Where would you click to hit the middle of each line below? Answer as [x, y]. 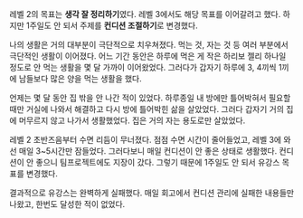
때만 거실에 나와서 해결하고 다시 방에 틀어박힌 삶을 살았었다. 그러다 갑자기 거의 [147, 109]
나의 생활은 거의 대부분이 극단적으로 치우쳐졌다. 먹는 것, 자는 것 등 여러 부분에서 [149, 45]
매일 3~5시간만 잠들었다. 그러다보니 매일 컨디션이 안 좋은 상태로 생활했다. [148, 151]
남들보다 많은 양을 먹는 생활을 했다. [80, 79]
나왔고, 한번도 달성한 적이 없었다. [67, 204]
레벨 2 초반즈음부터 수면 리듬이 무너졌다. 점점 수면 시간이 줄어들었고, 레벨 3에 [146, 140]
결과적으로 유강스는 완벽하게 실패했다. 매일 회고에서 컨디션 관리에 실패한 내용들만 [152, 193]
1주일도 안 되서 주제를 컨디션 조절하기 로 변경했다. [112, 25]
